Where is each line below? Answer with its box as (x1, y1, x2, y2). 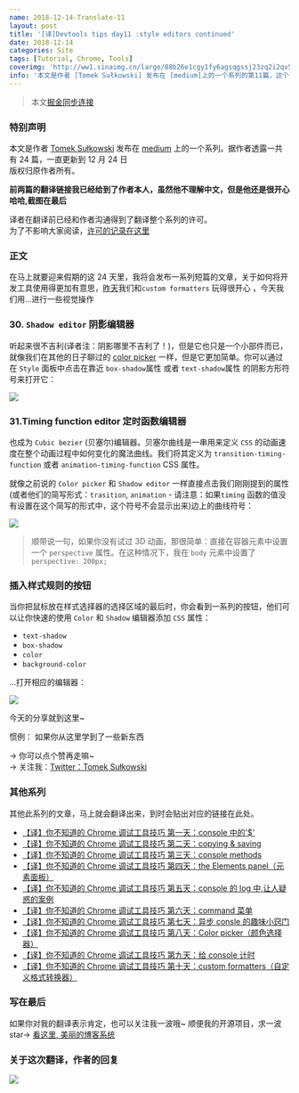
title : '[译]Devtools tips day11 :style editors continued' (9, 29, 236, 38)
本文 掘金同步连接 (30, 96, 94, 107)
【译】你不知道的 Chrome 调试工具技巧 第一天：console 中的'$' (21, 827, 255, 837)
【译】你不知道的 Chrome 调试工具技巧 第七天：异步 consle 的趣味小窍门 (21, 916, 290, 926)
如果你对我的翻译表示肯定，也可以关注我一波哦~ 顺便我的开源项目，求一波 (9, 1017, 282, 1029)
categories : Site (9, 46, 74, 55)
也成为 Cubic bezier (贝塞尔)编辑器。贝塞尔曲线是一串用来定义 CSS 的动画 (9, 436, 279, 447)
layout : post (9, 21, 58, 30)
